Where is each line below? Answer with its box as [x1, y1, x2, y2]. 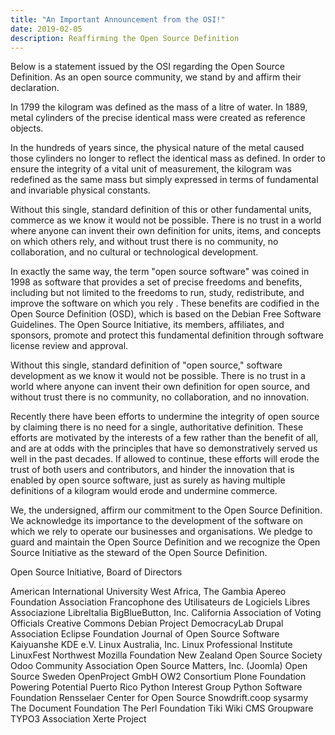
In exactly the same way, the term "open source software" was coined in [10, 266, 310, 278]
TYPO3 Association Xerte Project [10, 713, 147, 725]
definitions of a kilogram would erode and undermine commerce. [10, 485, 278, 497]
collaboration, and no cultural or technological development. [10, 246, 259, 258]
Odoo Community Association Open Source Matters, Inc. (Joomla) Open [10, 660, 308, 672]
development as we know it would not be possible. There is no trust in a [10, 370, 306, 382]
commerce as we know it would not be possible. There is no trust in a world [10, 214, 322, 226]
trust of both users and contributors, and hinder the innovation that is [10, 464, 295, 476]
